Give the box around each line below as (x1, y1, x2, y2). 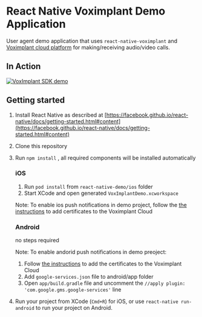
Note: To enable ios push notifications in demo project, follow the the (15, 201, 187, 208)
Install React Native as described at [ (15, 111, 107, 118)
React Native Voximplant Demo (6, 4, 166, 18)
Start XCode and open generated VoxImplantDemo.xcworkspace (24, 189, 179, 197)
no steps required (15, 237, 59, 244)
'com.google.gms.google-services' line (24, 286, 122, 293)
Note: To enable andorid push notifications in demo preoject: (15, 248, 167, 256)
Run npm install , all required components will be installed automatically (15, 154, 196, 162)
